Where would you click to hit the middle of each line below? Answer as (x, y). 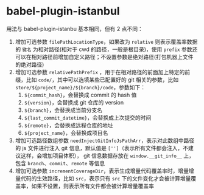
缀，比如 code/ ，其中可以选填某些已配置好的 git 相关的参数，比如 (97, 80)
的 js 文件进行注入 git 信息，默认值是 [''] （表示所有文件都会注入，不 (102, 148)
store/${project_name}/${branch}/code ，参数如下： (80, 87)
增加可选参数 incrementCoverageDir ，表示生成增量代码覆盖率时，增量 (102, 171)
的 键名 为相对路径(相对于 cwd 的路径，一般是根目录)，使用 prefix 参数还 (106, 49)
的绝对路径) (30, 64)
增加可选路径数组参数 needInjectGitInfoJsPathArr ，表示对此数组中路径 (105, 140)
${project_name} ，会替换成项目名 (66, 132)
